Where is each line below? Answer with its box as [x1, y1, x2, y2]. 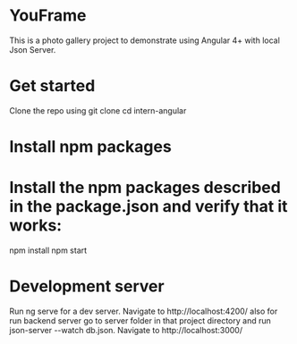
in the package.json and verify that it [9, 197, 288, 217]
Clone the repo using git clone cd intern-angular [9, 105, 187, 116]
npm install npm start [9, 245, 88, 256]
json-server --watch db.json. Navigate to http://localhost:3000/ [9, 324, 243, 335]
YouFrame [9, 5, 87, 26]
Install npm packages [9, 137, 172, 157]
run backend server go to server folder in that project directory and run [9, 315, 271, 326]
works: [9, 215, 63, 236]
